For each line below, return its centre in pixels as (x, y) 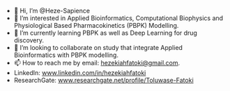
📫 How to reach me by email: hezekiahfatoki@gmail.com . (97, 63)
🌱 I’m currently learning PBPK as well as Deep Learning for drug (105, 33)
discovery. (29, 40)
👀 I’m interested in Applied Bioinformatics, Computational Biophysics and (118, 18)
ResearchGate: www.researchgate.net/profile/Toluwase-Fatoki (103, 80)
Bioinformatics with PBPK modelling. (66, 55)
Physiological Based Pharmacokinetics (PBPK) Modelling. (96, 25)
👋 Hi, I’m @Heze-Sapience (52, 11)
